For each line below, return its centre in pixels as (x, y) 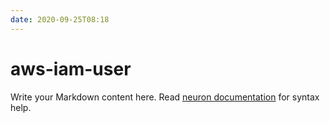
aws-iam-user (71, 68)
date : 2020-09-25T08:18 (60, 19)
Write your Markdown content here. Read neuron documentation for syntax (165, 97)
